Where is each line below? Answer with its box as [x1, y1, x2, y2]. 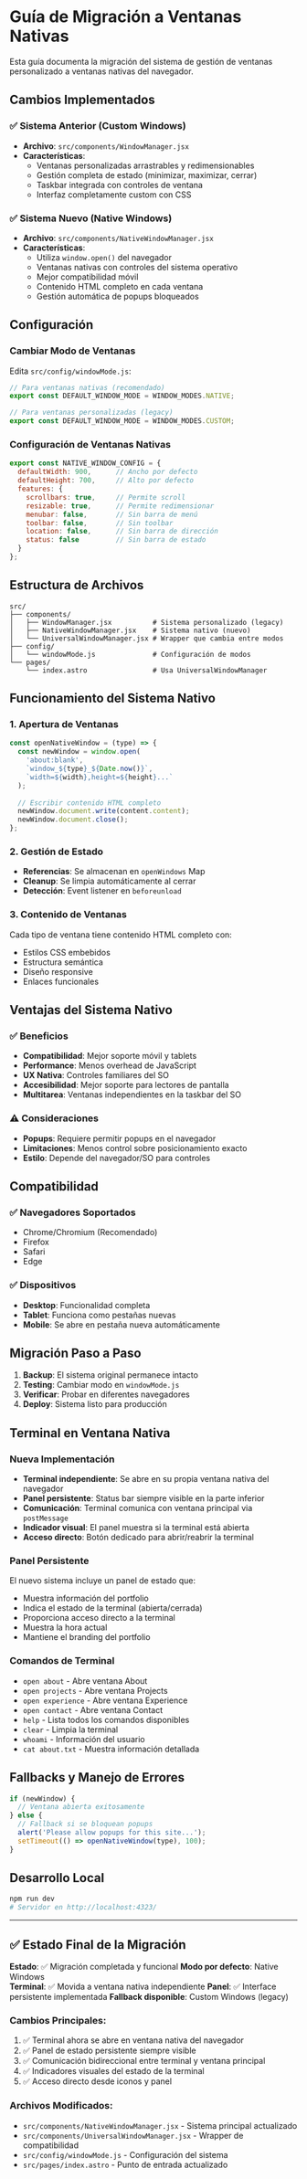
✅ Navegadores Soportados [9, 1206, 137, 1219]
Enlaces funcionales [22, 976, 99, 987]
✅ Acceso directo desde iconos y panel [22, 2076, 172, 2087]
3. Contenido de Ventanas [9, 908, 128, 921]
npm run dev [9, 1894, 55, 1904]
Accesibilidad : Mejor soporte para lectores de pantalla [22, 1080, 230, 1091]
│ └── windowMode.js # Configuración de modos [9, 650, 251, 659]
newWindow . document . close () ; [17, 815, 129, 824]
